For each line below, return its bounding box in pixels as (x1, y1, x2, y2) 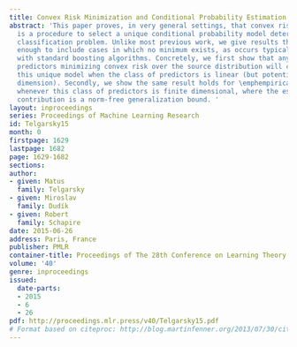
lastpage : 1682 (9, 144, 65, 153)
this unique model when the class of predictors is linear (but (17, 71, 259, 79)
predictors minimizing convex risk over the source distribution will (17, 63, 283, 72)
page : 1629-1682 (9, 152, 69, 162)
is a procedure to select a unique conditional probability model (17, 29, 267, 38)
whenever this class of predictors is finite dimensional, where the (17, 87, 278, 95)
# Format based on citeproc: (9, 325, 117, 334)
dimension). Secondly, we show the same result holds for (17, 79, 236, 87)
